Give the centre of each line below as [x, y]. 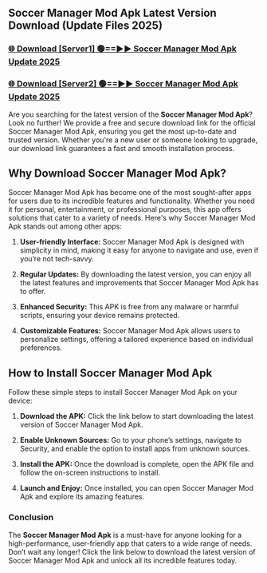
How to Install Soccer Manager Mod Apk [110, 373]
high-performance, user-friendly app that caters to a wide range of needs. [130, 543]
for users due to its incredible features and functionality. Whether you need [132, 201]
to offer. [33, 292]
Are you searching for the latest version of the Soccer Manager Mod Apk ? [131, 114]
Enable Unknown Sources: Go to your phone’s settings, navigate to [131, 440]
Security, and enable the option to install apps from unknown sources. [135, 449]
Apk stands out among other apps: [65, 226]
